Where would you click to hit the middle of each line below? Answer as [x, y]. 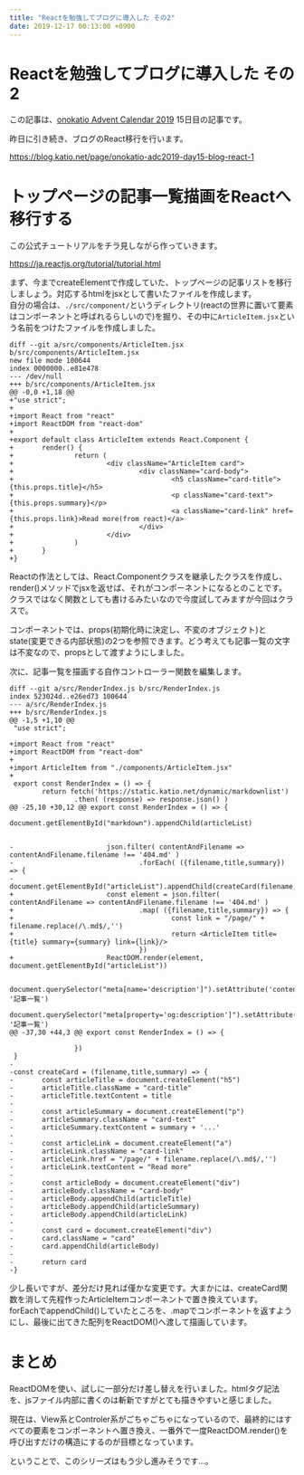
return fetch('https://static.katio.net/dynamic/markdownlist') [166, 792]
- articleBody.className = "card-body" [96, 1191]
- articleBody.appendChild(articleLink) [99, 1215]
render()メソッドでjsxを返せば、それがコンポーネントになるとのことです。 [148, 588]
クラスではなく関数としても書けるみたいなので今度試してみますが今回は [144, 599]
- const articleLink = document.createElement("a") [121, 1144]
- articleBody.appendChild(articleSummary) [105, 1207]
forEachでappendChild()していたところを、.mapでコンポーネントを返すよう [151, 1311]
